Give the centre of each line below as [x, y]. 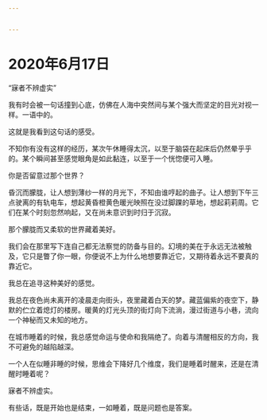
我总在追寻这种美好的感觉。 [54, 283]
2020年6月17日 [59, 64]
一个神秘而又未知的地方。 [50, 320]
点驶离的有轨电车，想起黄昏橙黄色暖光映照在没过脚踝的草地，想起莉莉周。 [130, 202]
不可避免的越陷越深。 [43, 347]
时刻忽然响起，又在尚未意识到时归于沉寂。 [105, 212]
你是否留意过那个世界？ [46, 175]
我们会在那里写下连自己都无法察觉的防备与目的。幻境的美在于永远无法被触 [130, 246]
